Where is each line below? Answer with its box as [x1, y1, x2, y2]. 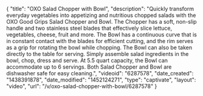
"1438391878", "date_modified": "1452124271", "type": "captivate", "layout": [6, 76, 196, 83]
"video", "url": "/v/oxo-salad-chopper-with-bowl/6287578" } [6, 83, 157, 90]
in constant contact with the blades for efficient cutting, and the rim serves [6, 38, 193, 44]
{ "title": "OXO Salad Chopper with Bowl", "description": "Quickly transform [6, 5, 194, 12]
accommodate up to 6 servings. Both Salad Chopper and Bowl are [6, 63, 172, 70]
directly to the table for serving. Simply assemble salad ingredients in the [6, 50, 189, 57]
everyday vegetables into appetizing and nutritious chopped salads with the [6, 12, 196, 19]
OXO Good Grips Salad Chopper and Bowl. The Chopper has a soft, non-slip [6, 18, 197, 25]
